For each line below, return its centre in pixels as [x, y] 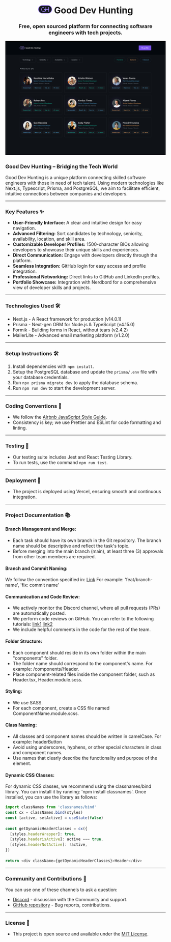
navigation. [24, 228]
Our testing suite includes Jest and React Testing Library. [73, 457]
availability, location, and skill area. [49, 239]
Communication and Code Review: [43, 596]
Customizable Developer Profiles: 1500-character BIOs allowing [81, 244]
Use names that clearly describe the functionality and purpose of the [85, 758]
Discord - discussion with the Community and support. [70, 900]
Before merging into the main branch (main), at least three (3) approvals [88, 551]
